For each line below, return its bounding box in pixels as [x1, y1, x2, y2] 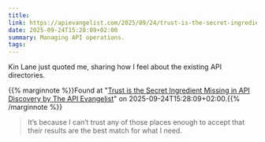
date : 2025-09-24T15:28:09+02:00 [8, 26, 118, 34]
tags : [8, 41, 26, 49]
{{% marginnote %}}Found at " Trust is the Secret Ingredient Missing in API [8, 86, 250, 95]
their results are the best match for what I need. [27, 126, 183, 136]
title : [8, 11, 30, 20]
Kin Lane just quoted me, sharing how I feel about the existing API [8, 62, 222, 71]
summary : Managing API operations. [8, 33, 125, 42]
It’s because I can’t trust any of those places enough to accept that [27, 118, 245, 127]
